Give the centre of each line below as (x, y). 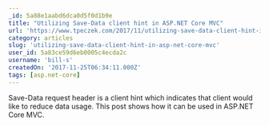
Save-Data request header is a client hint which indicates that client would (131, 97)
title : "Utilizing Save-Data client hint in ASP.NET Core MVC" (116, 23)
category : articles (41, 38)
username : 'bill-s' (41, 61)
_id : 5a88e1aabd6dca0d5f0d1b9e (60, 16)
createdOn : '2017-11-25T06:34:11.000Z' (75, 68)
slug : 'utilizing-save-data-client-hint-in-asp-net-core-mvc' (114, 45)
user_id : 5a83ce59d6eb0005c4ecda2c (68, 53)
